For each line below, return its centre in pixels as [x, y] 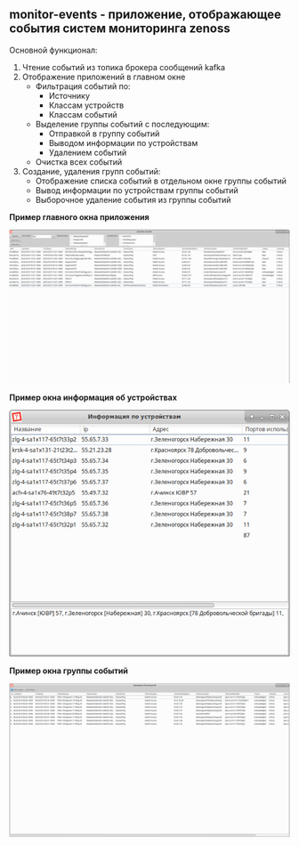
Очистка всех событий [79, 162]
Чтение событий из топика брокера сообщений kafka [123, 67]
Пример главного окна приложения [79, 216]
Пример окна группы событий [69, 671]
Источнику [69, 95]
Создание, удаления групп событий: [91, 171]
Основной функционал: [53, 50]
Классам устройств [86, 105]
